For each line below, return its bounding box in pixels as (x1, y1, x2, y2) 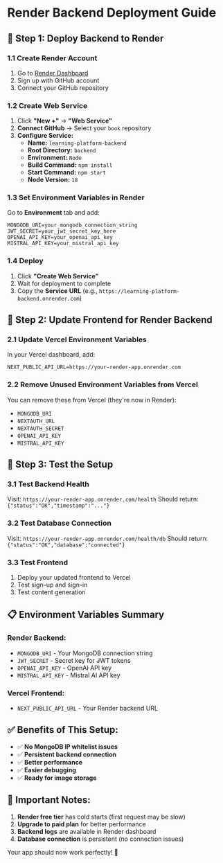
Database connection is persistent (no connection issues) (17, 835, 184, 843)
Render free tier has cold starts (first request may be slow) (17, 812, 186, 821)
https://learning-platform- (99, 287, 180, 295)
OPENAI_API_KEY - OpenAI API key (17, 664, 112, 672)
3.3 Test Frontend (7, 558, 68, 567)
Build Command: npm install (27, 161, 113, 169)
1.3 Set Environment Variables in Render (7, 193, 145, 202)
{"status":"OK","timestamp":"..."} (7, 502, 110, 510)
